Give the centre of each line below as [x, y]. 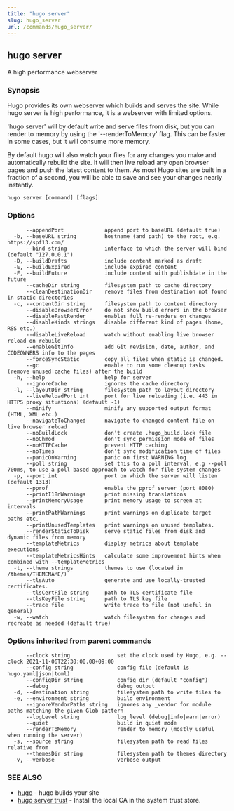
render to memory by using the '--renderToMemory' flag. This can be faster [117, 134]
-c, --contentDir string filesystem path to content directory [116, 304]
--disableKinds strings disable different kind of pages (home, [125, 322]
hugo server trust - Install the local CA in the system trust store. [109, 800]
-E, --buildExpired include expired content [95, 267]
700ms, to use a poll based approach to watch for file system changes [114, 470]
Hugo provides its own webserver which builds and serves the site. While [113, 105]
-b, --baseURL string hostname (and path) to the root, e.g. [117, 236]
